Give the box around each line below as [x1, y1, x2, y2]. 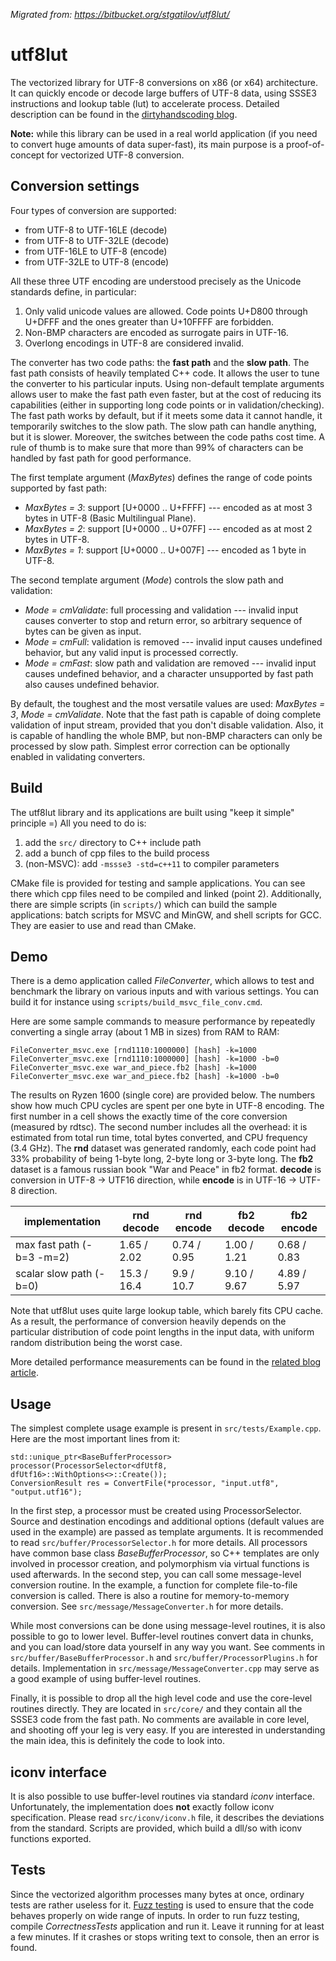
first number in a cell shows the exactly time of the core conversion [10, 1110, 288, 1123]
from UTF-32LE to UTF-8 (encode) [24, 255, 170, 268]
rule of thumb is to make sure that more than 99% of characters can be [10, 441, 304, 453]
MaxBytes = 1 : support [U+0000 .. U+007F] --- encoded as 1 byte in [24, 544, 307, 556]
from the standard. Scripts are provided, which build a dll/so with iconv [10, 1822, 303, 1834]
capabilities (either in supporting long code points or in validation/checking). [10, 399, 325, 411]
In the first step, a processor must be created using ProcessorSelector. [10, 1505, 302, 1517]
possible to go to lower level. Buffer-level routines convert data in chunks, [10, 1630, 314, 1643]
